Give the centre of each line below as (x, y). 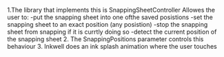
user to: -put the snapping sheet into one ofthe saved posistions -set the (110, 17)
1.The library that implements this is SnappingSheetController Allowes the (111, 10)
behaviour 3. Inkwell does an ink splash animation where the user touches (112, 46)
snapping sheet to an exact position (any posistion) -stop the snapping (108, 24)
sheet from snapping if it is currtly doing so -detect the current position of (112, 32)
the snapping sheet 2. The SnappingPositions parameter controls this (105, 39)
